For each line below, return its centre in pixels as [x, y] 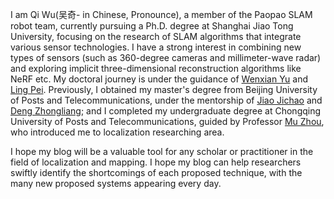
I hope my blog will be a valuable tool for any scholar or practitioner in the [162, 151]
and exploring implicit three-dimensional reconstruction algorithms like [156, 68]
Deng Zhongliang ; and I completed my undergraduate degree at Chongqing [166, 111]
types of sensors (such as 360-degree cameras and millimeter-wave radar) [166, 57]
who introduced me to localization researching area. [117, 132]
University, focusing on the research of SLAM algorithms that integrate [156, 36]
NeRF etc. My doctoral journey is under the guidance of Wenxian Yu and [159, 79]
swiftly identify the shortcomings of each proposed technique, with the [156, 172]
